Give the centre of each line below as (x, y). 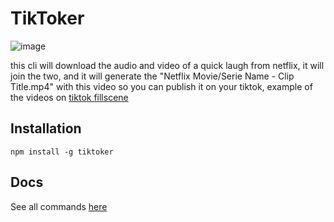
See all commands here (59, 206)
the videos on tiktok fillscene (69, 97)
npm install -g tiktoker (62, 152)
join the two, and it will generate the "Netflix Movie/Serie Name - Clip (152, 76)
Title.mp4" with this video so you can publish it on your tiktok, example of (161, 86)
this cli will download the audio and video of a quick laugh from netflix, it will (167, 65)
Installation (46, 128)
